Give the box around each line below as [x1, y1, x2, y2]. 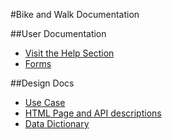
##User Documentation [10, 28, 107, 39]
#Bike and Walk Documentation [10, 9, 140, 20]
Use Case [24, 97, 66, 108]
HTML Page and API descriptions [24, 107, 162, 119]
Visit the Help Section [24, 47, 115, 59]
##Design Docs [10, 77, 75, 89]
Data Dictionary [24, 118, 90, 129]
